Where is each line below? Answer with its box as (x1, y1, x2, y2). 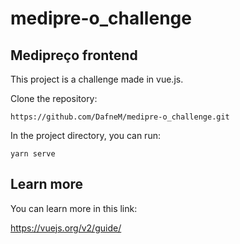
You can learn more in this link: (10, 202, 138, 214)
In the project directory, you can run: (10, 130, 161, 141)
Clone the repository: (10, 93, 98, 104)
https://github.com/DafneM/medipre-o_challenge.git (10, 112, 230, 122)
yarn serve (10, 149, 56, 159)
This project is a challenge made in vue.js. (10, 73, 184, 85)
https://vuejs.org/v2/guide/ (10, 222, 122, 234)
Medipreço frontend (10, 47, 138, 64)
